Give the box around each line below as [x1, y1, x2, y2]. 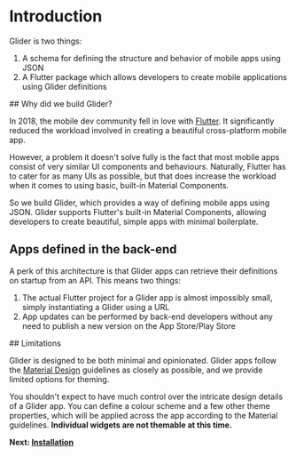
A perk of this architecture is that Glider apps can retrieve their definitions [9, 265, 278, 276]
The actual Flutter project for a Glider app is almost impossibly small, [21, 292, 273, 303]
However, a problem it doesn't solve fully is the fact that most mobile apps [9, 151, 280, 162]
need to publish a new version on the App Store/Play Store [21, 320, 237, 331]
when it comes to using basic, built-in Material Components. [9, 180, 229, 190]
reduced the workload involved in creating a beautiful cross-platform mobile [9, 124, 287, 135]
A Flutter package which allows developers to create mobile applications [21, 71, 288, 82]
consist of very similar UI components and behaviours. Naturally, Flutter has [9, 161, 286, 172]
